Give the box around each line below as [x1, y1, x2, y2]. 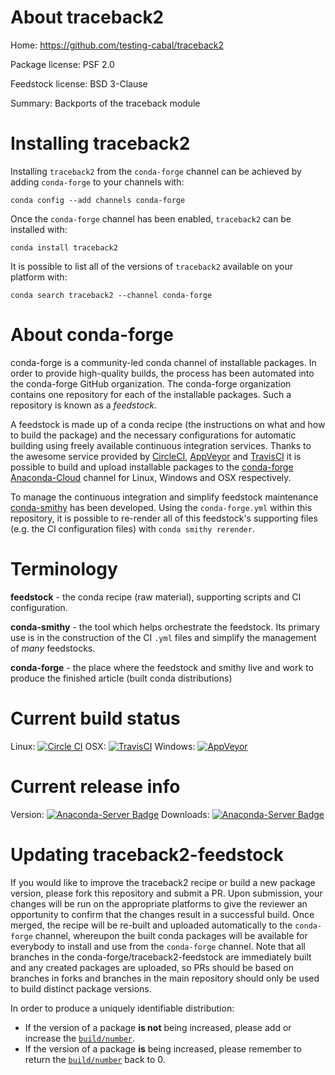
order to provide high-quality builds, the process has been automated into [10, 367, 315, 379]
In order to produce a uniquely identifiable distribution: [10, 1002, 235, 1014]
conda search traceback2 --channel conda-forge [10, 290, 213, 300]
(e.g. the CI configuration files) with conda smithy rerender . [10, 522, 255, 535]
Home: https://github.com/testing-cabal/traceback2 [10, 39, 225, 51]
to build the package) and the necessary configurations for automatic [10, 429, 297, 441]
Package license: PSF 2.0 [10, 58, 115, 70]
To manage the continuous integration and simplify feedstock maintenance [10, 491, 319, 503]
